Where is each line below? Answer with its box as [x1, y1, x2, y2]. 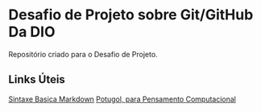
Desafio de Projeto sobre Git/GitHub [8, 6, 254, 24]
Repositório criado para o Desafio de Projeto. [8, 49, 159, 59]
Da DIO [8, 23, 56, 41]
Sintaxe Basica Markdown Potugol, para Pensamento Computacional [8, 94, 236, 104]
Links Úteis [8, 73, 66, 86]
